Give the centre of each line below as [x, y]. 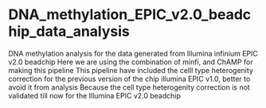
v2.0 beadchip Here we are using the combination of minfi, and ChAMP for [131, 62]
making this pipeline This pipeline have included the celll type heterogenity [131, 70]
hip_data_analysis [69, 31]
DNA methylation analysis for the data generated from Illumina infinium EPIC [133, 53]
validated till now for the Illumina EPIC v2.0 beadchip [95, 95]
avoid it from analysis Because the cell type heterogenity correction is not [129, 87]
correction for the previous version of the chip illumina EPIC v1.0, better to [129, 79]
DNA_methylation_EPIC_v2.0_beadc [130, 15]
